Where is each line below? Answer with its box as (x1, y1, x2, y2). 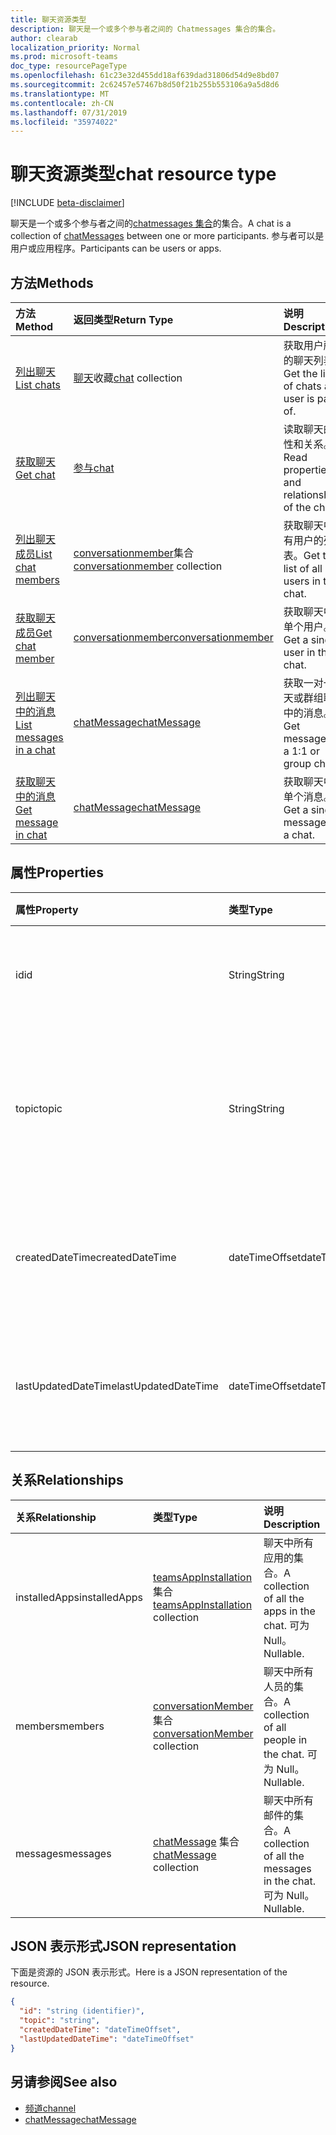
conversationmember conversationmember (73, 631, 274, 644)
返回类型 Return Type (73, 313, 174, 326)
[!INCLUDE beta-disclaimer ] (10, 197, 125, 209)
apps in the (263, 1604, 316, 1618)
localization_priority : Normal (10, 42, 141, 53)
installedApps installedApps (15, 1590, 144, 1604)
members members (15, 1719, 105, 1733)
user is (283, 392, 315, 405)
